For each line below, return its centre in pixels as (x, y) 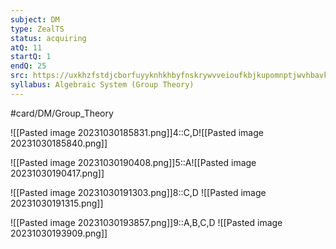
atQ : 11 (26, 47)
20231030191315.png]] (57, 203)
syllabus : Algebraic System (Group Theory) (102, 85)
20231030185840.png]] (59, 143)
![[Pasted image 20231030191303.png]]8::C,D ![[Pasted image (138, 192)
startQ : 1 (31, 57)
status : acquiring (48, 38)
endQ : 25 (28, 66)
